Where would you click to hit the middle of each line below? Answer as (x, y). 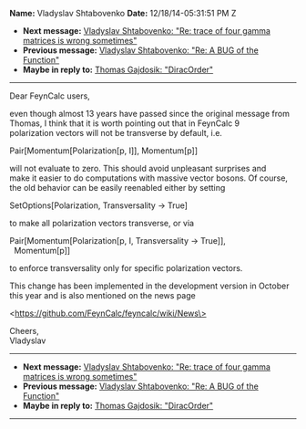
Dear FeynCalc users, (50, 96)
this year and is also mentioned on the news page (102, 295)
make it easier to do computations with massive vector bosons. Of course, (149, 178)
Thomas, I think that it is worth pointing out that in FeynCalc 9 (125, 123)
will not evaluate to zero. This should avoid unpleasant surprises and (138, 168)
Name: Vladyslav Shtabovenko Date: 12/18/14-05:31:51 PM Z (123, 13)
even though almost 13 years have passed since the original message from (149, 114)
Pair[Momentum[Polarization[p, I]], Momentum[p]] (104, 151)
